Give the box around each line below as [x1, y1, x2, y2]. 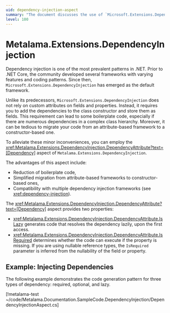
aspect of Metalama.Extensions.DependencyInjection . [36, 150, 147, 156]
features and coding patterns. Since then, [6, 77, 92, 83]
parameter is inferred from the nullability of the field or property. [13, 248, 147, 254]
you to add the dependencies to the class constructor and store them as [6, 108, 156, 114]
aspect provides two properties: [47, 206, 114, 212]
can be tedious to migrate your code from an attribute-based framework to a [6, 124, 165, 130]
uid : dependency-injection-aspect [6, 7, 79, 13]
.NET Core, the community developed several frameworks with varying [6, 71, 153, 77]
